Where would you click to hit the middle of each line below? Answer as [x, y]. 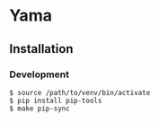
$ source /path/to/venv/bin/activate [80, 92]
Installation [41, 49]
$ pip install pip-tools [56, 100]
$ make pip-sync [40, 109]
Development [40, 74]
